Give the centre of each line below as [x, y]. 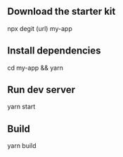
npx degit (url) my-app [40, 28]
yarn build [22, 146]
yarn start [21, 107]
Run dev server [41, 90]
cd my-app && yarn [35, 68]
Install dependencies [54, 51]
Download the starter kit [61, 12]
